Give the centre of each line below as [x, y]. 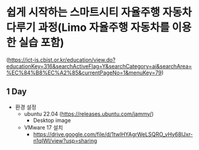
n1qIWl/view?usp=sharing [65, 140]
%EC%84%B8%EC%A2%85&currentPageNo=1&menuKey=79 [84, 73]
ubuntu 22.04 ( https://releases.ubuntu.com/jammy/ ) [89, 114]
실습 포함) [41, 43]
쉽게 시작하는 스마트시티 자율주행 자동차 [99, 12]
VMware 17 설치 [44, 127]
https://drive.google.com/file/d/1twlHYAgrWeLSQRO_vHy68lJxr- [113, 134]
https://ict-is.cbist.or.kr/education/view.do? [62, 60]
